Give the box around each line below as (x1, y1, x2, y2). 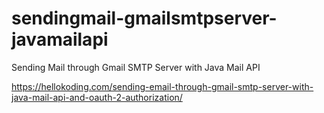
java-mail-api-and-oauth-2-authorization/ (11, 91, 183, 103)
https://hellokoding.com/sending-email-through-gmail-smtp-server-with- (11, 80, 314, 92)
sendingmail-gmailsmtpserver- (11, 7, 278, 30)
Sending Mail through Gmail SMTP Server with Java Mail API (11, 61, 261, 73)
